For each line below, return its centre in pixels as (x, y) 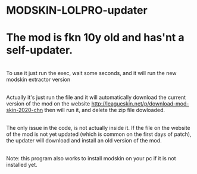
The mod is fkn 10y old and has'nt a (95, 38)
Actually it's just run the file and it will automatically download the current (96, 97)
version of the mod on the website (48, 104)
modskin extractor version (38, 80)
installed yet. (22, 165)
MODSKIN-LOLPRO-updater (77, 10)
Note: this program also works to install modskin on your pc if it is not (91, 159)
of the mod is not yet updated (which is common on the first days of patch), (99, 134)
